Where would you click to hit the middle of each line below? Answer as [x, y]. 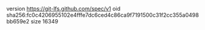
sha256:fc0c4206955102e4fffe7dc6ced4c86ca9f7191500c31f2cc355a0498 [103, 15]
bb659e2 [18, 21]
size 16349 [44, 21]
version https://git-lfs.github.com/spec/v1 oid [64, 9]
